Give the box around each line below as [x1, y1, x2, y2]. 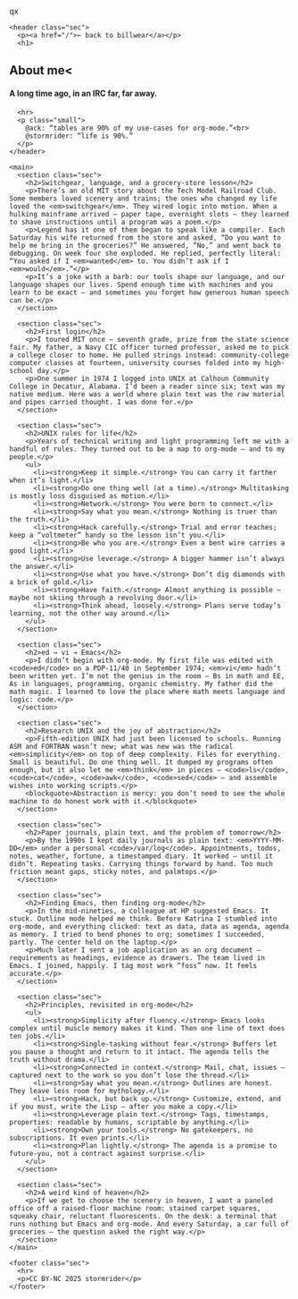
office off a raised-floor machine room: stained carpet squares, [9, 1203, 261, 1213]
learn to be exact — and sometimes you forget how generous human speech [9, 288, 290, 297]
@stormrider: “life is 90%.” [25, 132, 134, 140]
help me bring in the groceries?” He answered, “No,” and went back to [9, 241, 281, 250]
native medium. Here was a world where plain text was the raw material [9, 389, 286, 399]
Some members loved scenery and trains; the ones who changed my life [9, 194, 277, 203]
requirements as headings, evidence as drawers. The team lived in [9, 953, 266, 963]
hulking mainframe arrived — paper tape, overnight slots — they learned [9, 209, 290, 218]
